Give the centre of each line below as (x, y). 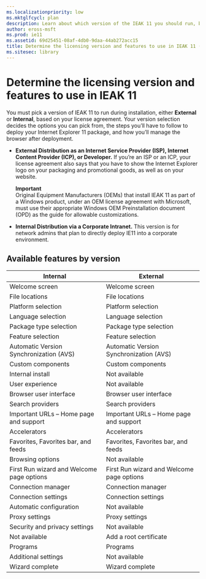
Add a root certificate (137, 537)
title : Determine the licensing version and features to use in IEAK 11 (101, 47)
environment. (32, 239)
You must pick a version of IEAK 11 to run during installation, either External (101, 112)
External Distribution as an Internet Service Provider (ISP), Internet (102, 150)
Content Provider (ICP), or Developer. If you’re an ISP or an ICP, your (103, 157)
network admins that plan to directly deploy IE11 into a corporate (96, 233)
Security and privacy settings (51, 527)
